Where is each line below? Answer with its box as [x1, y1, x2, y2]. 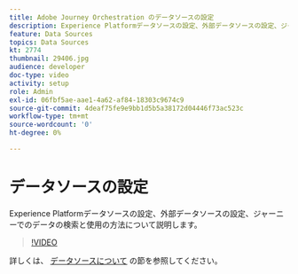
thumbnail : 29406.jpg [9, 54, 90, 63]
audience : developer [9, 63, 86, 72]
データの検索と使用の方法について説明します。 [32, 219, 202, 230]
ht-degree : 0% [9, 129, 62, 137]
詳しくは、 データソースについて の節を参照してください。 [9, 254, 223, 266]
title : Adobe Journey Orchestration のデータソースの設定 [9, 12, 215, 22]
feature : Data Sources [9, 29, 93, 38]
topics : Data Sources [9, 37, 90, 47]
